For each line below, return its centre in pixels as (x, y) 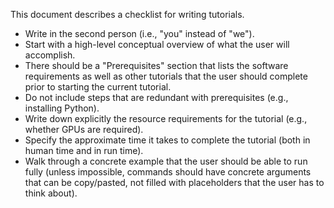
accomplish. (50, 55)
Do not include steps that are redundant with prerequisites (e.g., (156, 97)
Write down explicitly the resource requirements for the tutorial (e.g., (166, 118)
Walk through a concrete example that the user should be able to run (166, 161)
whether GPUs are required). (84, 129)
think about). (51, 193)
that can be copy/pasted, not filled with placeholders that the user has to (174, 182)
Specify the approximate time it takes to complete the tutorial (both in (167, 140)
